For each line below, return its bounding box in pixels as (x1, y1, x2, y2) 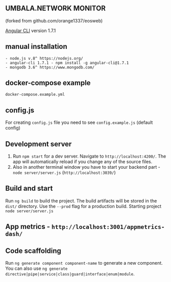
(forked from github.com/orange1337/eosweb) (5, 17, 103, 23)
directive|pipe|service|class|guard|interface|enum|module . (5, 271, 135, 277)
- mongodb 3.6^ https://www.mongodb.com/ (5, 65, 95, 70)
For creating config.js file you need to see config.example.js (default (5, 119, 153, 125)
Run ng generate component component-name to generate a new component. (5, 260, 163, 266)
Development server (5, 140, 72, 148)
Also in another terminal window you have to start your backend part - (12, 164, 161, 170)
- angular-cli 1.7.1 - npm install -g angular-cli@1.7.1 (5, 60, 129, 65)
